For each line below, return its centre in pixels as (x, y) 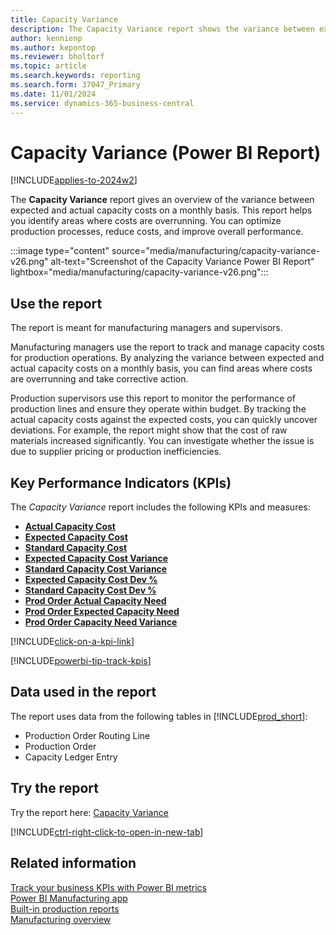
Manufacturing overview (61, 919)
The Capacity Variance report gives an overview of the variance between (162, 200)
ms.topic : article (48, 66)
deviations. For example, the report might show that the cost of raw (149, 430)
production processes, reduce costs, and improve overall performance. (157, 232)
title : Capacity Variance (64, 19)
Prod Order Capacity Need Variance (101, 622)
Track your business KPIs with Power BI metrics (108, 887)
